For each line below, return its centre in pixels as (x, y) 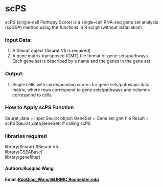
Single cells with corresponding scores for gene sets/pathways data (81, 84)
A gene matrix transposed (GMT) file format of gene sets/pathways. (81, 56)
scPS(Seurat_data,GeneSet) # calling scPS (48, 123)
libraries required (26, 136)
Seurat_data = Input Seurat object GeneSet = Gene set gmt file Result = (77, 118)
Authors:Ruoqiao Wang (29, 168)
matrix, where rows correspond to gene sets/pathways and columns (81, 90)
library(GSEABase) (24, 152)
